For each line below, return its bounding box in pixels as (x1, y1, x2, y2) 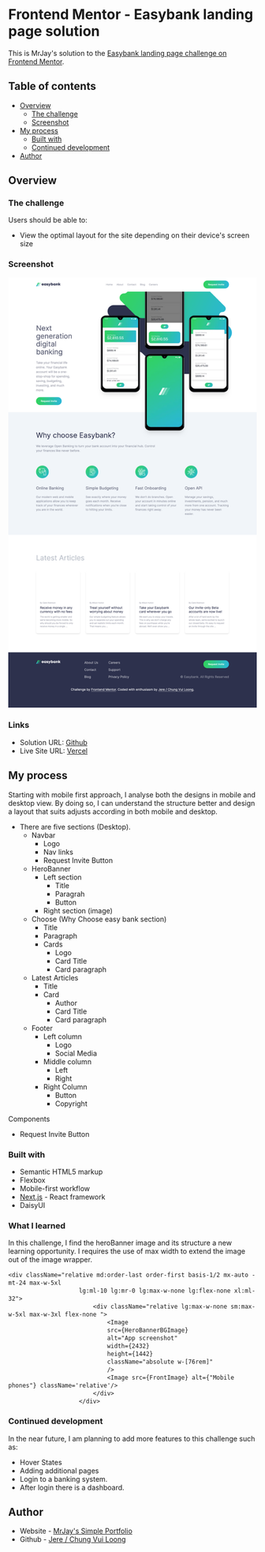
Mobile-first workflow (19, 1183, 91, 1193)
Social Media (54, 1048, 97, 1058)
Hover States (19, 1457, 62, 1467)
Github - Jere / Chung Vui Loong (19, 1535, 126, 1544)
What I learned (8, 1220, 65, 1231)
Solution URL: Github (19, 737, 88, 747)
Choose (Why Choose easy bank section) (31, 914, 167, 924)
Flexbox (19, 1175, 46, 1185)
